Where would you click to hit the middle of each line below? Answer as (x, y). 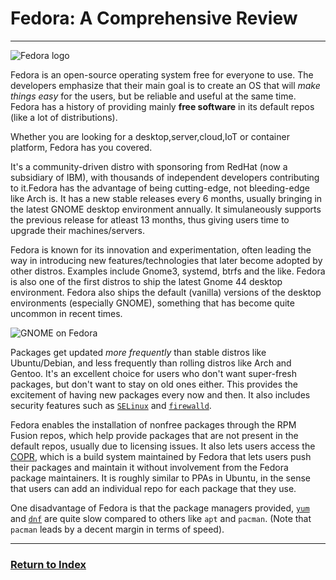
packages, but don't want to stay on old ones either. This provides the (154, 384)
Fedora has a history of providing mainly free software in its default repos (162, 106)
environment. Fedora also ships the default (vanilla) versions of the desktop (166, 292)
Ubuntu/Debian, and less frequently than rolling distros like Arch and (151, 363)
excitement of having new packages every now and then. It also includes (160, 394)
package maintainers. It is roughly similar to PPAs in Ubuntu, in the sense (160, 478)
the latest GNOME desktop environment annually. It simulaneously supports (166, 209)
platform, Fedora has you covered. (81, 147)
